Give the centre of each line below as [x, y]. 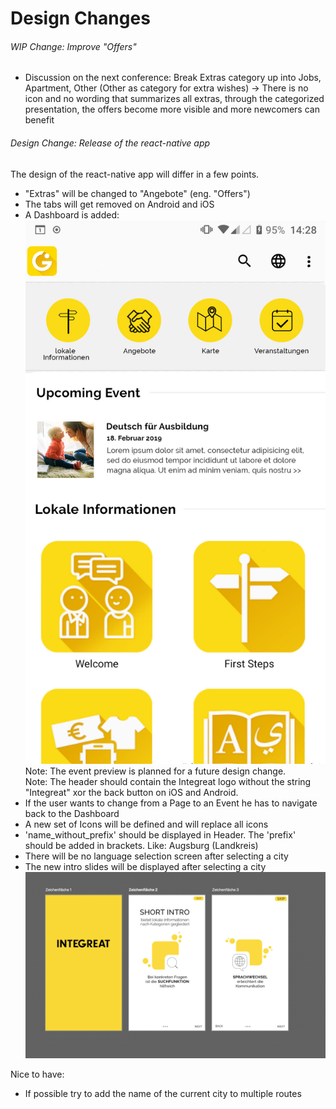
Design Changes [80, 18]
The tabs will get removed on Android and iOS [119, 204]
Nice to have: [37, 1074]
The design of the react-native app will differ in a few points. [135, 174]
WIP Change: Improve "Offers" [73, 46]
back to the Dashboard [72, 813]
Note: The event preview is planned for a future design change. [155, 771]
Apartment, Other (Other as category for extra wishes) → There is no [166, 88]
